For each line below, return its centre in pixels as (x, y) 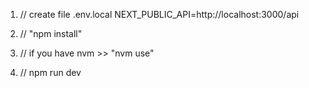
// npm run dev (50, 72)
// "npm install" (51, 33)
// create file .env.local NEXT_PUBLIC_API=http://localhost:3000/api (159, 14)
